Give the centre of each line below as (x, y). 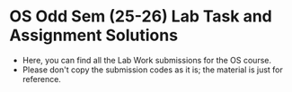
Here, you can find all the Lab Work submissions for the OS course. (147, 60)
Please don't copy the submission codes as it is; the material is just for (152, 70)
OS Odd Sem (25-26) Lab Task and (141, 17)
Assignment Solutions (93, 35)
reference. (41, 79)
